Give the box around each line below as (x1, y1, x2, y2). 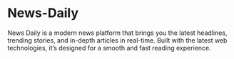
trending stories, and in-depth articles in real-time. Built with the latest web (7, 36, 228, 44)
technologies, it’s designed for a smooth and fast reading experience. (7, 43, 212, 52)
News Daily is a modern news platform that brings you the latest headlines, (7, 28, 228, 37)
